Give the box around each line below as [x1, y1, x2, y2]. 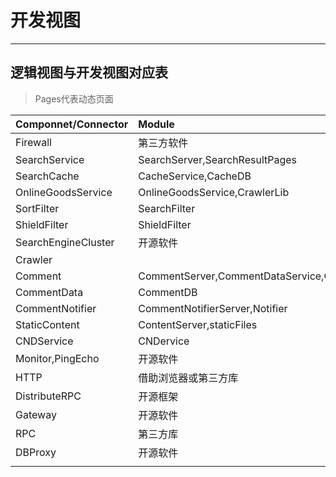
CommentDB [138, 285, 198, 299]
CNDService [15, 334, 74, 348]
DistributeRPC [15, 389, 82, 403]
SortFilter [15, 201, 60, 215]
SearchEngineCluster [15, 235, 115, 249]
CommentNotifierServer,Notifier [138, 301, 288, 315]
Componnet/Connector [15, 117, 129, 131]
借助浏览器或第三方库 [138, 371, 239, 385]
